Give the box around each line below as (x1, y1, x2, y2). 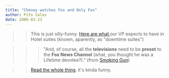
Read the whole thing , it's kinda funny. (30, 67, 112, 73)
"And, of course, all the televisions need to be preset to (43, 46, 162, 53)
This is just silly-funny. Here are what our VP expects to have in (30, 31, 164, 37)
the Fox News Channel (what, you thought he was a (43, 51, 154, 58)
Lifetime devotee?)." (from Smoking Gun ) (43, 57, 130, 63)
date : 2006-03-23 (5, 17, 43, 22)
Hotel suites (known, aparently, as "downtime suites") (30, 36, 144, 42)
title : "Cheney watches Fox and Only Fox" (5, 7, 97, 13)
